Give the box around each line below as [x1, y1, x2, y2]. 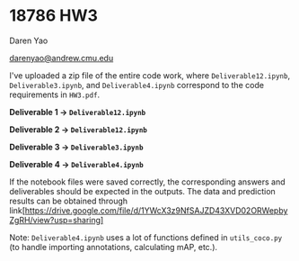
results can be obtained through [9, 195, 128, 206]
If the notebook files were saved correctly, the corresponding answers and [9, 176, 286, 187]
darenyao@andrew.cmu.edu [9, 52, 114, 63]
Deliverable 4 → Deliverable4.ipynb [9, 158, 144, 169]
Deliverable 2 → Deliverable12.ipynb [9, 123, 148, 135]
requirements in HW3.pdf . [9, 89, 101, 100]
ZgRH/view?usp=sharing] [9, 214, 104, 225]
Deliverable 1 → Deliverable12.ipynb [9, 106, 146, 117]
